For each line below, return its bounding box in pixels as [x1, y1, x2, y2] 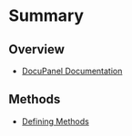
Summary [8, 5, 84, 26]
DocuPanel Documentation [21, 65, 123, 76]
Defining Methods [21, 115, 90, 127]
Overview [8, 42, 66, 57]
